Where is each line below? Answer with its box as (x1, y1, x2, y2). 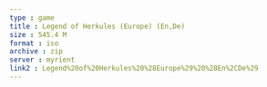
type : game (9, 13, 55, 23)
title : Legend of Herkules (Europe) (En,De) (9, 22, 185, 31)
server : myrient (9, 55, 76, 64)
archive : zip (9, 47, 64, 56)
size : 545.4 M (9, 30, 67, 39)
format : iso (9, 38, 59, 48)
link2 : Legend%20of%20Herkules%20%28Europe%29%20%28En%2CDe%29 (9, 64, 259, 73)
